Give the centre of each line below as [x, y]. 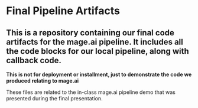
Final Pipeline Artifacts [63, 11]
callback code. [34, 60]
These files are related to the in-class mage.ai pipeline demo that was [91, 92]
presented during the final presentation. [54, 98]
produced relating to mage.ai [43, 81]
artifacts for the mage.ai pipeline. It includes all [95, 42]
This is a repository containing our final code [90, 33]
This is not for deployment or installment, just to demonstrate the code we [99, 74]
